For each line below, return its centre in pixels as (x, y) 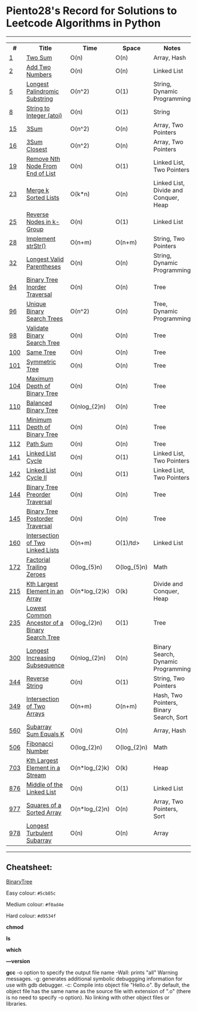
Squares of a (44, 805)
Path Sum (40, 444)
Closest (37, 149)
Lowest (36, 608)
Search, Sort (171, 717)
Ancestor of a (45, 623)
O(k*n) (80, 193)
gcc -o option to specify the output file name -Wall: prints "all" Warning (92, 972)
